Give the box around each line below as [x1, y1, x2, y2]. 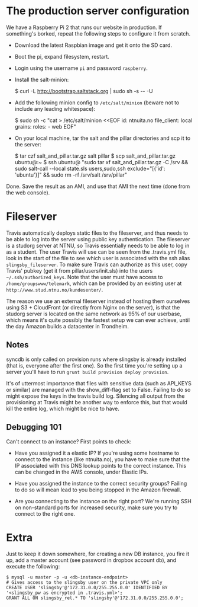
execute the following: [6, 563, 60, 570]
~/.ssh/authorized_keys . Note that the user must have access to [6, 273, 163, 280]
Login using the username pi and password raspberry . [14, 64, 148, 72]
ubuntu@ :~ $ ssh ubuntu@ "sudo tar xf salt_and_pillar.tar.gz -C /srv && [14, 158, 189, 165]
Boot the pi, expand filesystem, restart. [14, 53, 109, 60]
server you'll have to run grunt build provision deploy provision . [6, 368, 169, 375]
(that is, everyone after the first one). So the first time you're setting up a [6, 362, 183, 369]
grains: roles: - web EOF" [14, 123, 77, 130]
